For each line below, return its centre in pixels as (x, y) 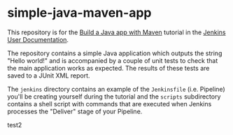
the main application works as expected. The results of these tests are (108, 68)
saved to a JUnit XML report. (49, 76)
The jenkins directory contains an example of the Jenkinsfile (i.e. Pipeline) (116, 89)
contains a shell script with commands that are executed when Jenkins (110, 104)
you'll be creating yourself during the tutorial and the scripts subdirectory (114, 97)
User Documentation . (38, 39)
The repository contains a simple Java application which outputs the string (115, 53)
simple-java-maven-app (79, 13)
